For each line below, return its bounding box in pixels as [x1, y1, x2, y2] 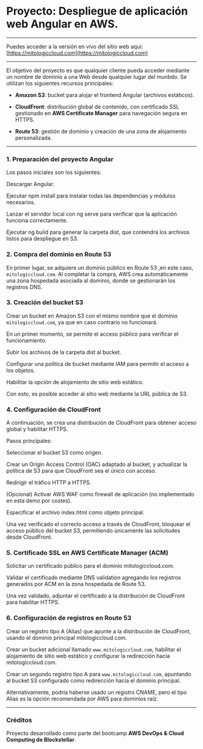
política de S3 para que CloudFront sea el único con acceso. [6, 467, 157, 474]
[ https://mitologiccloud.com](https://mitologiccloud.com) [6, 49, 148, 56]
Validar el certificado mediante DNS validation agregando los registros [6, 574, 181, 581]
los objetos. [6, 367, 35, 374]
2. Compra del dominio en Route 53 [6, 250, 112, 259]
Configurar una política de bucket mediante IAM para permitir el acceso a [6, 360, 189, 367]
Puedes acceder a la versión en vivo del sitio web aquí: [6, 42, 143, 50]
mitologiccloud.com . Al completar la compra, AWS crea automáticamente [6, 270, 188, 278]
